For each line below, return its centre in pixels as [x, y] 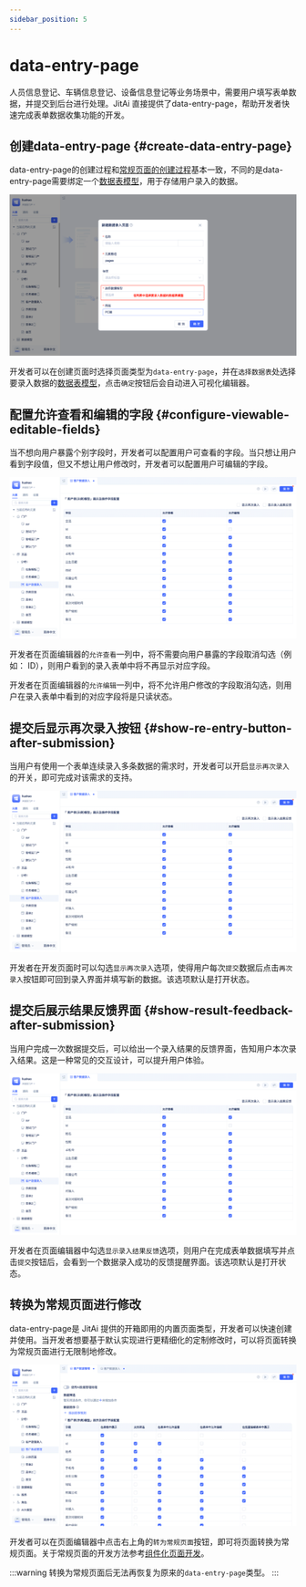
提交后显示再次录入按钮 [75, 728]
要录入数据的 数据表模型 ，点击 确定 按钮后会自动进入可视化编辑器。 [132, 383]
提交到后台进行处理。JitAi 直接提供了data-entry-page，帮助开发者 [158, 103]
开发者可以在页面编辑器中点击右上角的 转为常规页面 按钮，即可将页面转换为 [146, 1541]
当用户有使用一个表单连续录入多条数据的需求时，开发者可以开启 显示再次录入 [149, 766]
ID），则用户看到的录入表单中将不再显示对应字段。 [121, 666]
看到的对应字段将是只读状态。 [121, 697]
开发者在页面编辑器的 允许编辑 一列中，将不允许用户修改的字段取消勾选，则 [147, 685]
